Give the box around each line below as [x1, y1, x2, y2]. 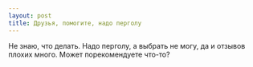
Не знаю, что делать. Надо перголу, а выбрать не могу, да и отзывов [8, 41, 246, 50]
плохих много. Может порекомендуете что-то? [8, 49, 170, 59]
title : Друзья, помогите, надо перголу [8, 19, 142, 27]
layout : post [8, 11, 52, 20]
